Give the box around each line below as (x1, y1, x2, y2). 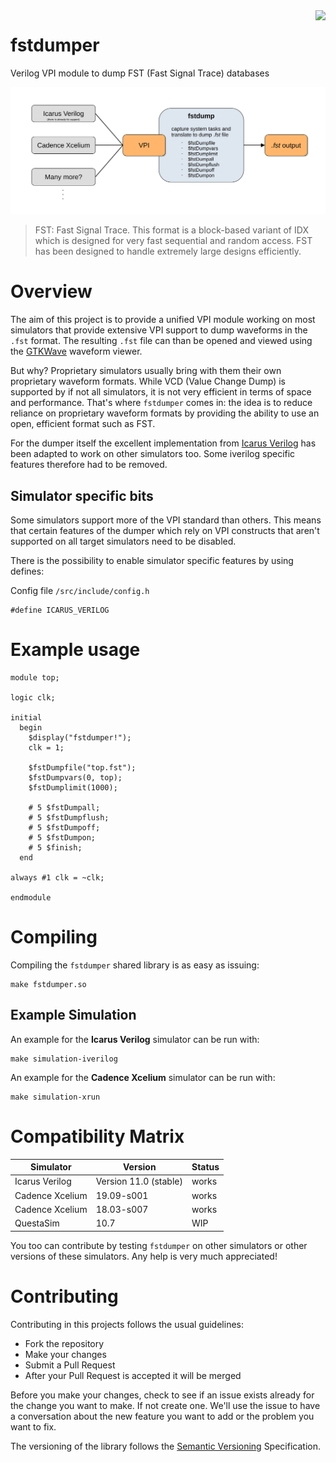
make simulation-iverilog (10, 1054, 118, 1064)
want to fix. (10, 1420, 57, 1433)
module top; (10, 672, 60, 683)
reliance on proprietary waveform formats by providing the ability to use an (10, 407, 320, 419)
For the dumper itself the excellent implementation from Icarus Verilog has (10, 437, 317, 449)
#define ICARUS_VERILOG (10, 605, 110, 615)
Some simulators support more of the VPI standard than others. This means (10, 514, 322, 526)
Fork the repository (24, 1337, 105, 1349)
